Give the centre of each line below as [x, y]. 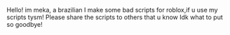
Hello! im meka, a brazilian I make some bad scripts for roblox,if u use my [112, 10]
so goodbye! [25, 24]
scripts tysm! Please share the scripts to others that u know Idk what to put [115, 17]
